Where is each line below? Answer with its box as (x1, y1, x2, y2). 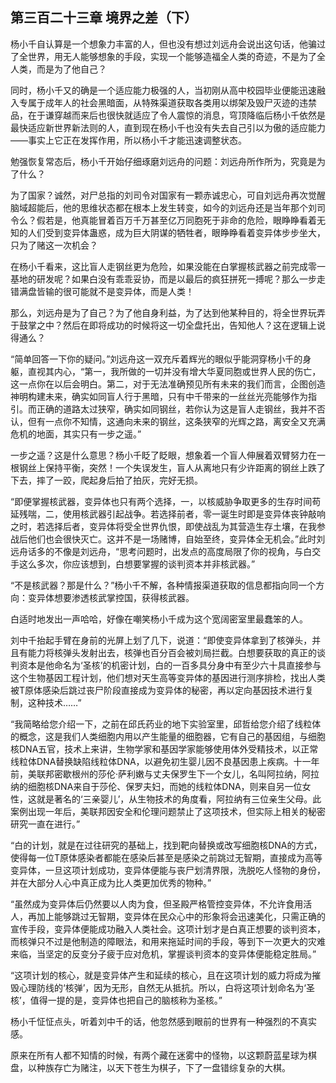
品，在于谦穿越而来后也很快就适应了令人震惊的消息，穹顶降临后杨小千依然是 (10, 109, 326, 121)
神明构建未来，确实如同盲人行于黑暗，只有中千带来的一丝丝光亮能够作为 (10, 390, 308, 402)
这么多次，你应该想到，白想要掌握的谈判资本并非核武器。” (18, 558, 256, 570)
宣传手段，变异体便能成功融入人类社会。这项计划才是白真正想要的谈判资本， (10, 923, 326, 935)
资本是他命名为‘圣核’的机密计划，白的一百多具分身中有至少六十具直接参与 (18, 659, 322, 671)
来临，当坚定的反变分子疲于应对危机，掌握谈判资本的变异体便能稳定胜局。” (10, 948, 317, 960)
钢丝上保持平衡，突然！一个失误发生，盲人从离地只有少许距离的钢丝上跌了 (18, 461, 326, 473)
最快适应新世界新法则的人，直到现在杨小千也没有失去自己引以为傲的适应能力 (10, 121, 326, 133)
